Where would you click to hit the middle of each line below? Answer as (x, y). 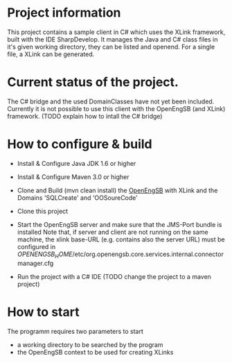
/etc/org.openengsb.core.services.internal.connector (148, 254)
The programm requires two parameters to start (75, 331)
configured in (36, 246)
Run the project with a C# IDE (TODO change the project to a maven (114, 276)
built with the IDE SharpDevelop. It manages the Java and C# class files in (113, 39)
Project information (64, 13)
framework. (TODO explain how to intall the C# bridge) (85, 116)
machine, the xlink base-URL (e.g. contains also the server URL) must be (121, 239)
